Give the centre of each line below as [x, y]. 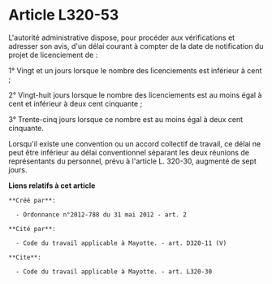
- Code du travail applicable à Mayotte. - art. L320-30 [114, 271]
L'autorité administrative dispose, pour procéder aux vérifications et [122, 37]
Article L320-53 [64, 15]
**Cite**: [25, 257]
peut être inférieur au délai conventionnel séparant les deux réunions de [129, 152]
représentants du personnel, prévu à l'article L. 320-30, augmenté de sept [133, 161]
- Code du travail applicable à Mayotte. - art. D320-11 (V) [121, 243]
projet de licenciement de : [53, 55]
